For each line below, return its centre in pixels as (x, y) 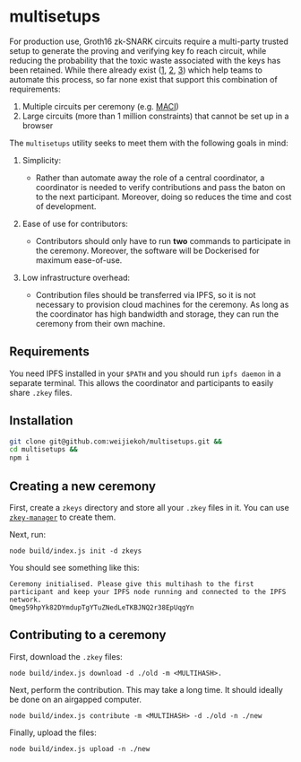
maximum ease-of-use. (79, 260)
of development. (66, 206)
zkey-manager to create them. (63, 517)
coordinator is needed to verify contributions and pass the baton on (160, 187)
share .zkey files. (41, 392)
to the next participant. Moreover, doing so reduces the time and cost (163, 197)
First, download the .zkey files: (66, 656)
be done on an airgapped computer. (75, 699)
